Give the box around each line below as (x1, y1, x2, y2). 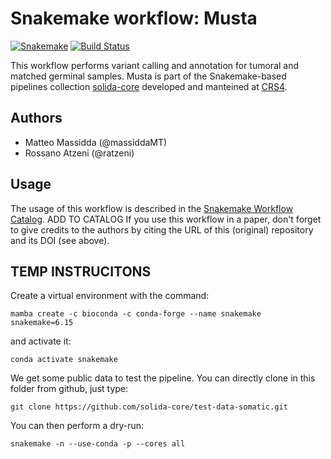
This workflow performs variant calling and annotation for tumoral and (10, 59, 300, 71)
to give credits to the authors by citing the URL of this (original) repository (10, 223, 314, 236)
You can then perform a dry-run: (10, 420, 145, 432)
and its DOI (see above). (10, 234, 110, 246)
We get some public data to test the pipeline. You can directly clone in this (10, 372, 316, 384)
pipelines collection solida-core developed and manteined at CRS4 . (10, 80, 288, 92)
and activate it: (10, 335, 72, 347)
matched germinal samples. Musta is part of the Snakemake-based (10, 70, 287, 82)
